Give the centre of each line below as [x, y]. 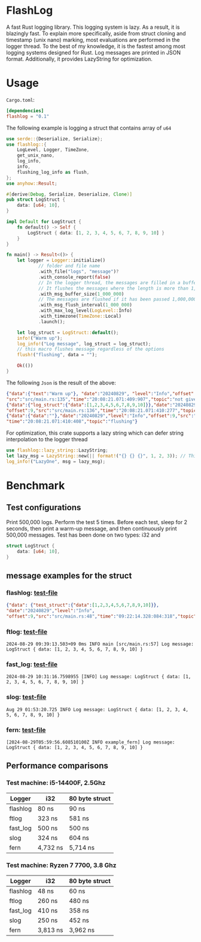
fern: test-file [26, 730]
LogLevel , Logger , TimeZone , [53, 150]
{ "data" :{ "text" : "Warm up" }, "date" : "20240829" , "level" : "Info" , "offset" [100, 393]
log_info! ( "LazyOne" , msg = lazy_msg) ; [56, 461]
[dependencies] [25, 111]
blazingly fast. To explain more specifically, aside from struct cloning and [96, 33]
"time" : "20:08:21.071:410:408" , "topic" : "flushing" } [72, 422]
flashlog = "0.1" [28, 116]
